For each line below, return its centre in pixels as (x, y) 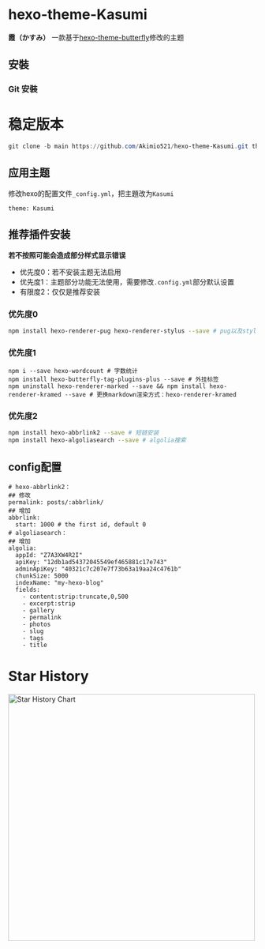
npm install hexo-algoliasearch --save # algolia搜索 (97, 440)
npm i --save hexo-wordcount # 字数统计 (73, 371)
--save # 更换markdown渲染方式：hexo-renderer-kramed (150, 395)
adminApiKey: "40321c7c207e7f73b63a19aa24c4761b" (98, 569)
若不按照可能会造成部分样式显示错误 (67, 255)
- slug (33, 631)
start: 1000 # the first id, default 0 (81, 525)
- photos (37, 625)
